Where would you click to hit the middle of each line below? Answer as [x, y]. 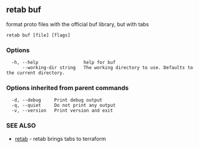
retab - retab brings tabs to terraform [60, 138]
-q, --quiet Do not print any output [64, 106]
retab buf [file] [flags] [38, 35]
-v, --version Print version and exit [62, 111]
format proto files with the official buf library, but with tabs [77, 24]
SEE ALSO [21, 126]
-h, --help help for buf [64, 63]
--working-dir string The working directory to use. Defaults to [108, 68]
